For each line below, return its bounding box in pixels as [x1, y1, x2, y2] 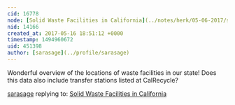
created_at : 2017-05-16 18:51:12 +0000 [7, 29, 124, 37]
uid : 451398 [7, 43, 42, 50]
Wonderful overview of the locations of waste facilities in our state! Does [7, 68, 217, 77]
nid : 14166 [7, 23, 39, 30]
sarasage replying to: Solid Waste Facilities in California [7, 89, 167, 98]
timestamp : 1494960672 [7, 36, 73, 43]
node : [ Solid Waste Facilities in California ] [7, 17, 145, 24]
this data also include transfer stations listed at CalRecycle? [7, 76, 178, 84]
